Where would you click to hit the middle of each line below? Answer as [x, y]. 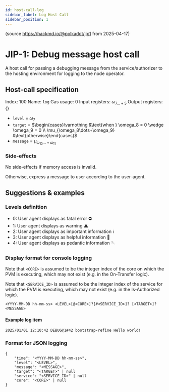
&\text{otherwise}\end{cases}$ [45, 135]
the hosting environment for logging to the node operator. [65, 73]
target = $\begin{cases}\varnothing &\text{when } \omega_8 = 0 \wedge [88, 125]
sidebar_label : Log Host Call [37, 15]
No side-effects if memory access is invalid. [51, 167]
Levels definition [26, 207]
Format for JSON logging [36, 343]
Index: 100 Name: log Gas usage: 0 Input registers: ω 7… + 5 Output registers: [84, 102]
